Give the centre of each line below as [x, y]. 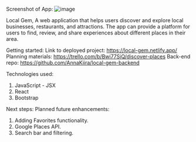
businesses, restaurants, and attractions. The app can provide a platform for [98, 27]
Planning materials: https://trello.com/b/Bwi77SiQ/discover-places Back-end [98, 56]
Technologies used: [30, 74]
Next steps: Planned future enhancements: [58, 109]
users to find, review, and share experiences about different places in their [96, 33]
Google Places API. [38, 127]
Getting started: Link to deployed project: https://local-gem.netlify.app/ [92, 50]
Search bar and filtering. [44, 133]
